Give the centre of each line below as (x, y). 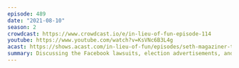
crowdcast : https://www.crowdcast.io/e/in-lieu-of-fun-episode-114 (110, 34)
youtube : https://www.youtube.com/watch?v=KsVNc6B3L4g (90, 40)
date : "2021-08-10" (36, 21)
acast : (17, 47)
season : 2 (22, 27)
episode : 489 (27, 14)
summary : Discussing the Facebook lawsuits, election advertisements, (114, 54)
